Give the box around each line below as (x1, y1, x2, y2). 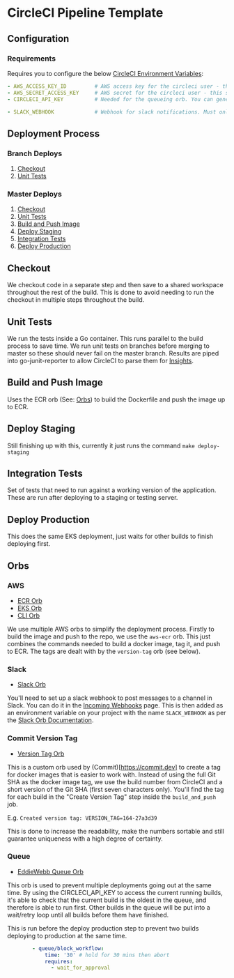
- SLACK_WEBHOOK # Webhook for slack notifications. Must (7, 108, 217, 116)
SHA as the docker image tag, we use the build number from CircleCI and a (7, 777, 223, 786)
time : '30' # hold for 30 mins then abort (44, 952, 170, 958)
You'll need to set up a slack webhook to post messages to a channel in (7, 694, 212, 702)
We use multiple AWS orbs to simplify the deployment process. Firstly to (7, 625, 214, 633)
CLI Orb (17, 611, 40, 620)
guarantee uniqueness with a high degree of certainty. (7, 834, 163, 843)
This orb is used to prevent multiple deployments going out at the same (7, 880, 212, 889)
